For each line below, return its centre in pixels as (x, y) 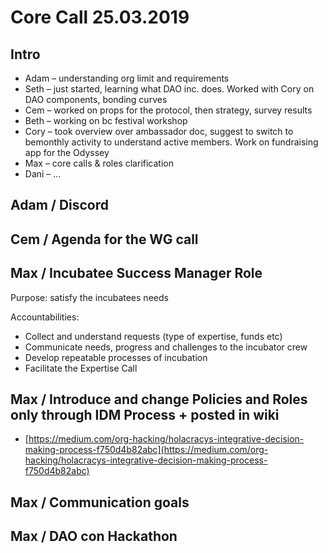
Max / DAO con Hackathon (94, 536)
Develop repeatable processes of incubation (116, 357)
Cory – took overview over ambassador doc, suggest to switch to (159, 131)
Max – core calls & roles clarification (99, 163)
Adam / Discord (60, 205)
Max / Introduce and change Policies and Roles (159, 399)
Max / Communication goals (100, 502)
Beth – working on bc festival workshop (106, 120)
